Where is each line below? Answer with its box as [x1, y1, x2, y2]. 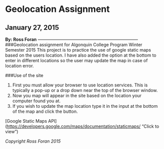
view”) [5, 129, 18, 135]
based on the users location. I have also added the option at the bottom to [5, 52, 157, 58]
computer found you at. [12, 98, 61, 104]
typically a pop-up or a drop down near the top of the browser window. [12, 87, 158, 93]
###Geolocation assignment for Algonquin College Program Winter [5, 42, 143, 48]
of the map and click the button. [12, 108, 78, 114]
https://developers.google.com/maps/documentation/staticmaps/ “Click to [6, 123, 160, 129]
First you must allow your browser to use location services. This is [12, 82, 148, 88]
